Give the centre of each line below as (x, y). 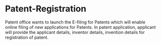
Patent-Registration (46, 9)
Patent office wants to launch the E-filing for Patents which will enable (75, 22)
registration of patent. (27, 37)
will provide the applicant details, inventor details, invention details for (75, 32)
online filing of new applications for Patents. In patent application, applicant (80, 27)
